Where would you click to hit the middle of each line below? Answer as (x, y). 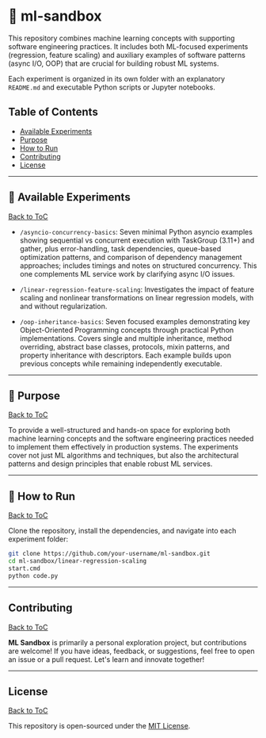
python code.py (33, 575)
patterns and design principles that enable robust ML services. (110, 464)
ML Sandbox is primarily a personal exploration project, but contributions (127, 642)
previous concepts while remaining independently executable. (121, 363)
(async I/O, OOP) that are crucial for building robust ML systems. (114, 63)
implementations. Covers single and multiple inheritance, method (125, 338)
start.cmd (25, 568)
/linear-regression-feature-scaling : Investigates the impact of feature (137, 289)
